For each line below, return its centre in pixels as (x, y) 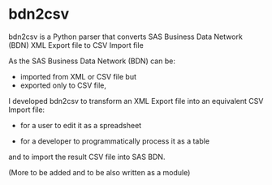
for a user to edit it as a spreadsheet (81, 125)
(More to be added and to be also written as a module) (99, 172)
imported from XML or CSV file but (78, 76)
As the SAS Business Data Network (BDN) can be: (92, 61)
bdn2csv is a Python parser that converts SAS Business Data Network (126, 37)
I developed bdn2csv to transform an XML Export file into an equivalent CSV (136, 101)
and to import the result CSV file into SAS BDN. (87, 157)
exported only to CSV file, (63, 85)
